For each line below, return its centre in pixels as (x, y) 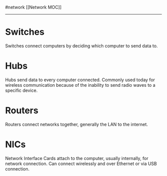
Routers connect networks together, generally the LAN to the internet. (77, 124)
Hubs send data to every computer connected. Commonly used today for (80, 80)
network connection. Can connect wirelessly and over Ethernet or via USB (81, 164)
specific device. (21, 90)
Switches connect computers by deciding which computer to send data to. (82, 46)
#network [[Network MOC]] (34, 7)
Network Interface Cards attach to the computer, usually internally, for (77, 158)
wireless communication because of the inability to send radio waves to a (80, 85)
